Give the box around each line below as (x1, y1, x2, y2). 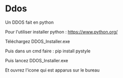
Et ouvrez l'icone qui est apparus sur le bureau (5, 67, 100, 73)
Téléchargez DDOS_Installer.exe (5, 38, 70, 44)
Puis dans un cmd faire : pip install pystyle (5, 48, 91, 54)
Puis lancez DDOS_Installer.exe (5, 57, 68, 63)
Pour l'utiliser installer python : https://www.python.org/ (5, 29, 118, 35)
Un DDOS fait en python (5, 19, 54, 25)
